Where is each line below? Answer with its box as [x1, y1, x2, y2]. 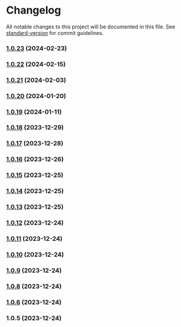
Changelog [6, 4, 61, 17]
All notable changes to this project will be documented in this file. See [6, 23, 176, 30]
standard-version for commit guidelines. [6, 29, 104, 36]
